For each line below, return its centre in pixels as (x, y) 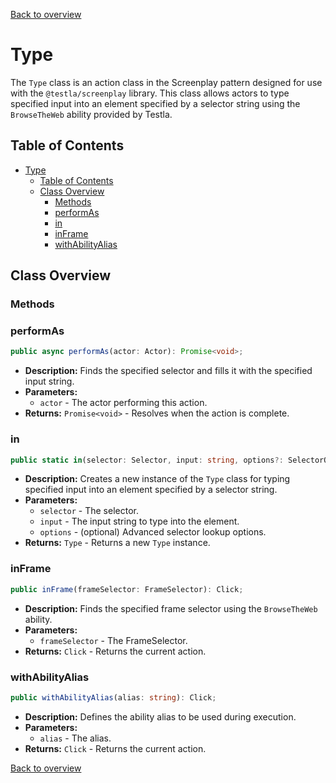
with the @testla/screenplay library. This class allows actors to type (150, 93)
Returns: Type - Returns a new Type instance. (117, 543)
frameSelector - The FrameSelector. (113, 640)
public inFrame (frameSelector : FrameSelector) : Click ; (127, 589)
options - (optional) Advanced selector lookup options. (153, 532)
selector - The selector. (89, 511)
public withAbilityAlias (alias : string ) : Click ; (113, 697)
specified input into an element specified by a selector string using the (155, 103)
